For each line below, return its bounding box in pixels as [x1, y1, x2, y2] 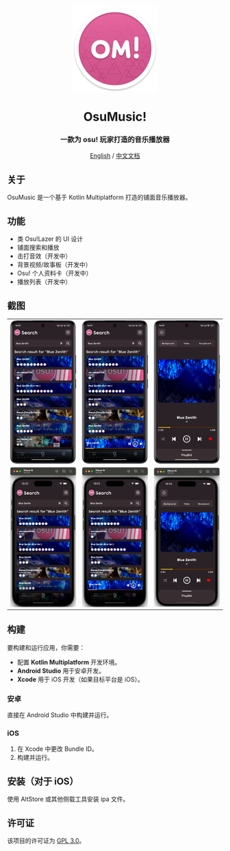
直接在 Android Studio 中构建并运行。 [7, 711, 113, 719]
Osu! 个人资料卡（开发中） [16, 269, 92, 277]
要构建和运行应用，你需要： [7, 643, 86, 651]
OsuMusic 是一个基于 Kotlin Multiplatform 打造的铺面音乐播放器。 [7, 194, 192, 202]
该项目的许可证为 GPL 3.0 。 [7, 837, 86, 845]
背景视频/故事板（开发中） [16, 261, 92, 269]
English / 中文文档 [90, 152, 140, 160]
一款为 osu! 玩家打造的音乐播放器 [60, 135, 170, 145]
